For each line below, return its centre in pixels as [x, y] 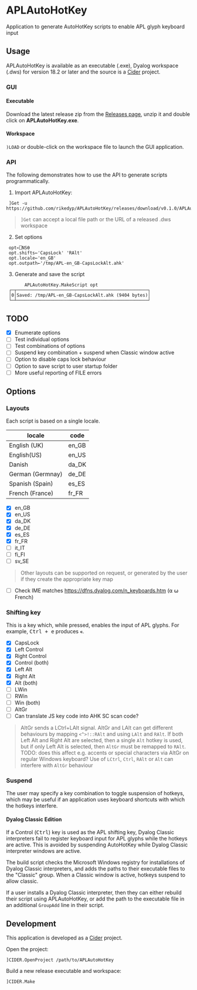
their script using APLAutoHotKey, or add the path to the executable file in [95, 899]
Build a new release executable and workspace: [64, 971]
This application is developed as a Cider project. [64, 938]
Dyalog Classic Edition [34, 819]
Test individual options [42, 340]
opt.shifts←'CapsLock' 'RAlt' [45, 253]
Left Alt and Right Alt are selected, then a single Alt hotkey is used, [101, 740]
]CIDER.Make [21, 982]
